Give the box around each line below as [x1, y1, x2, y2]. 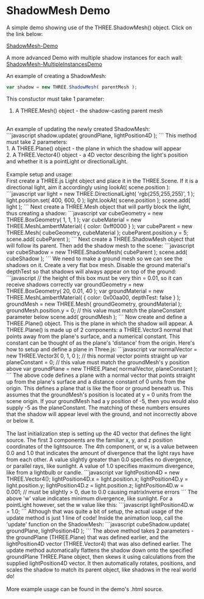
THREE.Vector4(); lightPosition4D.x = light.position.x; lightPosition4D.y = [6, 475, 189, 482]
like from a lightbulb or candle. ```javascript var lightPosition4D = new [6, 468, 180, 476]
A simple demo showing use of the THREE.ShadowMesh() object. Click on [6, 24, 192, 31]
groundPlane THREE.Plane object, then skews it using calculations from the [6, 553, 195, 560]
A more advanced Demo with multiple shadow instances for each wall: [6, 54, 183, 61]
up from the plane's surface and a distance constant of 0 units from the [6, 378, 186, 385]
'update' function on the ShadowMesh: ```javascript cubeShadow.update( [6, 520, 190, 528]
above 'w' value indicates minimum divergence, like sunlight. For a [6, 495, 173, 502]
